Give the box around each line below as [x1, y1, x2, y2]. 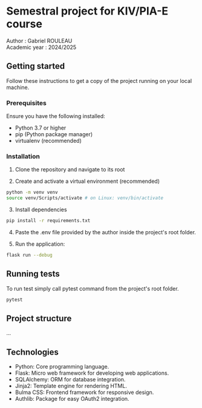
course [6, 17, 42, 31]
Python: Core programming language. [15, 363, 109, 370]
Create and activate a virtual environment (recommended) [15, 177, 160, 185]
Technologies [6, 347, 59, 357]
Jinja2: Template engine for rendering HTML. [15, 383, 127, 390]
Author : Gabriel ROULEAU [6, 37, 73, 44]
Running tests [6, 269, 60, 279]
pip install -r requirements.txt [6, 218, 91, 224]
